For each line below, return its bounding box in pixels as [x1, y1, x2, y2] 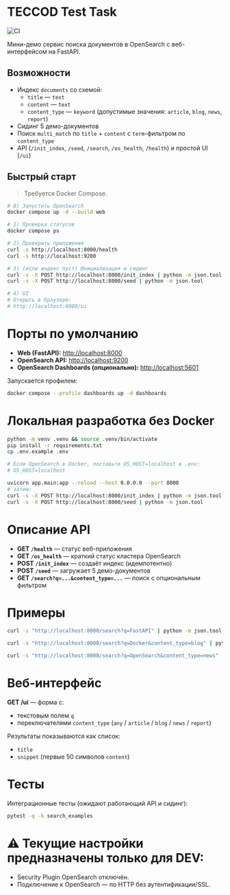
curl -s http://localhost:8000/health [7, 246, 118, 253]
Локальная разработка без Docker [7, 413, 214, 429]
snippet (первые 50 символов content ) [16, 752, 130, 761]
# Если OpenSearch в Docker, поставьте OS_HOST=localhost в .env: [7, 461, 201, 468]
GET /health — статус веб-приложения [16, 545, 132, 553]
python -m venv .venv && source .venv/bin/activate [7, 435, 157, 442]
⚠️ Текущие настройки [7, 836, 144, 851]
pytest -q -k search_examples [7, 812, 94, 820]
